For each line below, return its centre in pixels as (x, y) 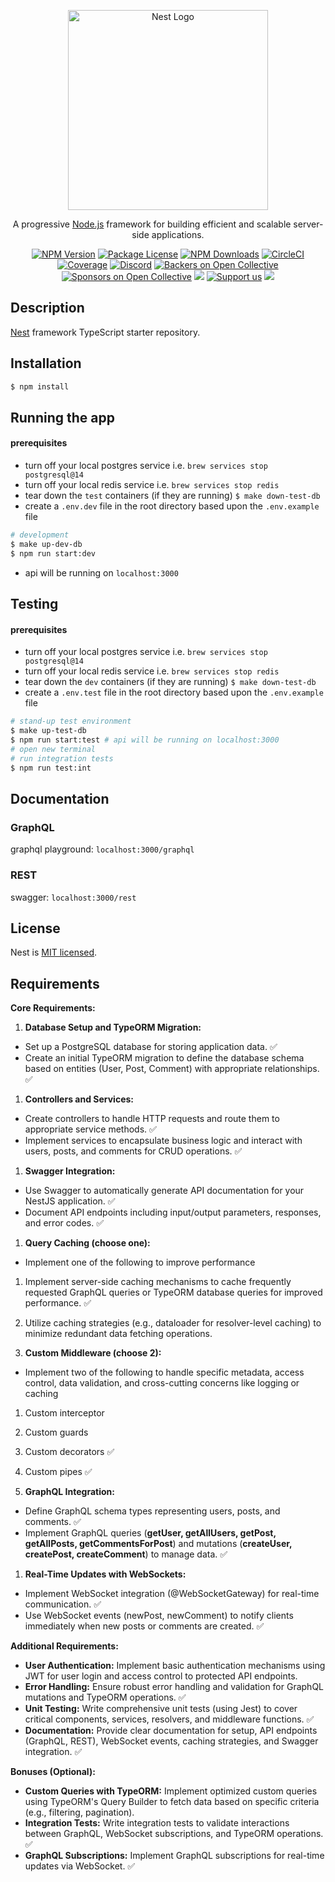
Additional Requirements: (64, 1646)
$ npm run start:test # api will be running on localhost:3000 (145, 740)
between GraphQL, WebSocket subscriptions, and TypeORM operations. (174, 1834)
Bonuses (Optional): (53, 1772)
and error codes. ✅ (64, 1223)
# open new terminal (53, 749)
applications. (178, 234)
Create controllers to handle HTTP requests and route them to (152, 1119)
